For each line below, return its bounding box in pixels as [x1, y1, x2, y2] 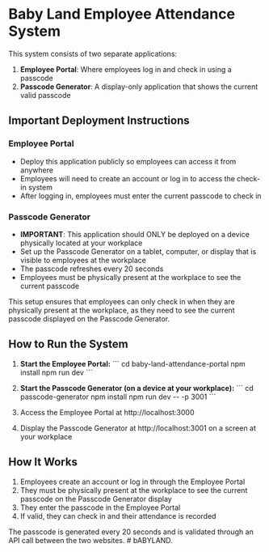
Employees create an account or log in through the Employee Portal [19, 477, 246, 486]
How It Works [8, 455, 78, 469]
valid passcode [19, 90, 71, 100]
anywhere [19, 165, 54, 175]
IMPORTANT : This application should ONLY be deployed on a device [19, 229, 250, 239]
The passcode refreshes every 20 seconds [19, 264, 164, 274]
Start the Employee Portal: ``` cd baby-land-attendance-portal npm [19, 359, 246, 368]
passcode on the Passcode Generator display [19, 494, 172, 503]
